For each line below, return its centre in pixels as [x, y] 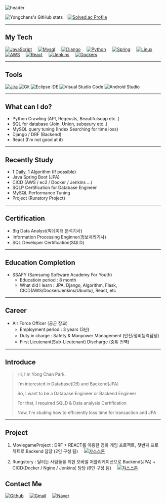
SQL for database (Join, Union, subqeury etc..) [60, 124]
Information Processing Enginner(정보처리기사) [59, 237]
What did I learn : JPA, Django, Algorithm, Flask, [68, 285]
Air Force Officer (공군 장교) [40, 323]
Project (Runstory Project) [39, 198]
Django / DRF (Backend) [37, 135]
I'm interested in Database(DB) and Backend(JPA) [68, 384]
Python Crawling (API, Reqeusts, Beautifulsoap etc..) [66, 119]
